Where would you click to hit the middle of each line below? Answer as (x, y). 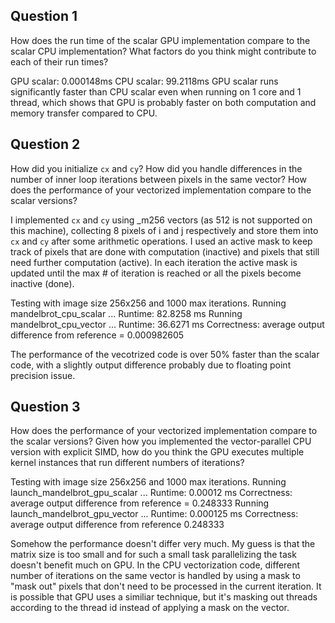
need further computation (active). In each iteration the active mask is (154, 262)
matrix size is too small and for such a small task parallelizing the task (153, 555)
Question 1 (44, 16)
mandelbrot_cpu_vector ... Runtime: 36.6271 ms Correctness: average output (167, 324)
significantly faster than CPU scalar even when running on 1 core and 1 (156, 91)
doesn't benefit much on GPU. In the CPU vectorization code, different (155, 565)
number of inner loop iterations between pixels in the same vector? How (158, 179)
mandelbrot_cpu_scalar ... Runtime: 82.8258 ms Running (126, 313)
